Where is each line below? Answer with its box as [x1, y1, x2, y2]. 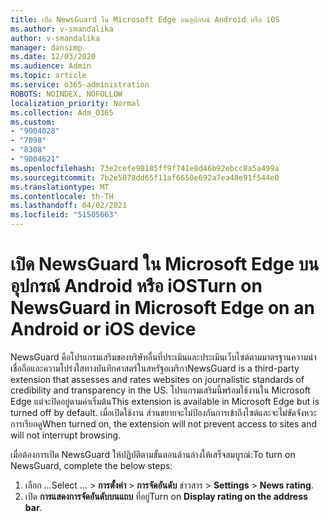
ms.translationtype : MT [10, 182, 110, 192]
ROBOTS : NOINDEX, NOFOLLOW [10, 89, 123, 99]
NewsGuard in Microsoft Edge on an [10, 297, 315, 320]
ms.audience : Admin [10, 61, 92, 71]
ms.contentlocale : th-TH [10, 191, 114, 201]
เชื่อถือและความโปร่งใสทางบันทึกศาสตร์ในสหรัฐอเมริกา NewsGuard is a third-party [10, 362, 300, 374]
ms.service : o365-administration [10, 80, 150, 90]
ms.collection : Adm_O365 [10, 107, 114, 118]
